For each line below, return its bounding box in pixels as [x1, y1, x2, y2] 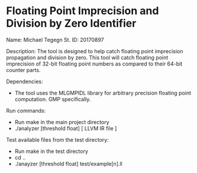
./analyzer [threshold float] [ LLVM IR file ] [14, 125, 117, 132]
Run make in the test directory [14, 148, 89, 155]
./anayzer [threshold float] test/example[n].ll [14, 160, 122, 167]
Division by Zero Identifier [6, 17, 137, 30]
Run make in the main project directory [14, 118, 109, 125]
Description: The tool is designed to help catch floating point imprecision [6, 47, 183, 54]
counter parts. [6, 66, 41, 73]
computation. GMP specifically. [14, 96, 91, 103]
